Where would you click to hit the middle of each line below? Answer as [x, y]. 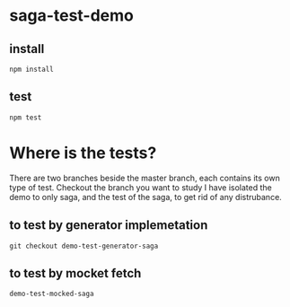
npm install [31, 69]
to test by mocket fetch [75, 273]
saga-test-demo [72, 16]
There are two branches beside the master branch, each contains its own [145, 178]
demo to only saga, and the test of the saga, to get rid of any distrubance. [146, 197]
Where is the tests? [83, 153]
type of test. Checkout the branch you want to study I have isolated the [141, 187]
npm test [26, 118]
